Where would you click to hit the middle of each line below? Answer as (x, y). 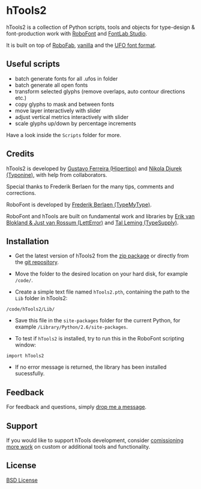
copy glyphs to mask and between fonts (64, 104)
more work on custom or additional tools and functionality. (78, 447)
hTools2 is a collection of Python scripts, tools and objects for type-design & (100, 27)
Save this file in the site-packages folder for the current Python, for (97, 321)
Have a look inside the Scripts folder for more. (64, 135)
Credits (20, 154)
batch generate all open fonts (51, 85)
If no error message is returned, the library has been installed (91, 367)
